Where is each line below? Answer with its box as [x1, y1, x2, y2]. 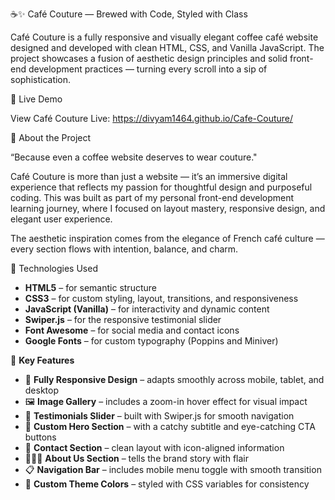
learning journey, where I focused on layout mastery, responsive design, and [10, 203, 326, 214]
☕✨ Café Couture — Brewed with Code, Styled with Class [10, 8, 248, 20]
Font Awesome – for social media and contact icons [24, 324, 240, 336]
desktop [24, 384, 60, 396]
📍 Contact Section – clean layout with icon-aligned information [24, 442, 285, 453]
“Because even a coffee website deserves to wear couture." [10, 151, 258, 163]
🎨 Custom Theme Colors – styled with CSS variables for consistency [24, 478, 310, 490]
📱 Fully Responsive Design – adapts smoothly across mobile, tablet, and [24, 374, 325, 385]
